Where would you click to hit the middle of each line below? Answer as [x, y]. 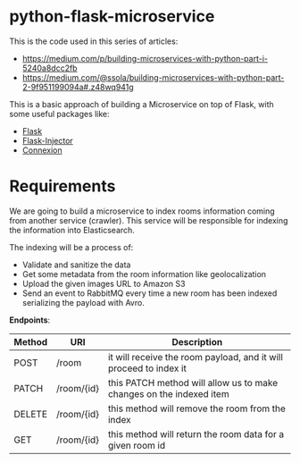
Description [197, 341]
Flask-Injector [47, 140]
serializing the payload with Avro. [83, 302]
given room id [137, 445]
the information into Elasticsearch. [72, 230]
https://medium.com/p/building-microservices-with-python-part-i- [145, 58]
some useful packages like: [59, 114]
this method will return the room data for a [196, 434]
